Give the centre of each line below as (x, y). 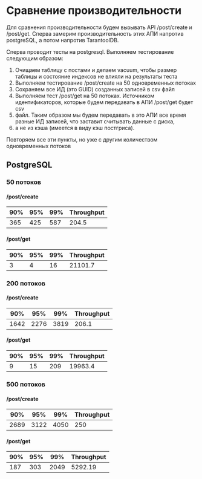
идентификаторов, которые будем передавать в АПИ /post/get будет (104, 102)
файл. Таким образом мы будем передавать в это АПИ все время (100, 115)
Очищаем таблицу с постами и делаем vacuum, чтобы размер (96, 70)
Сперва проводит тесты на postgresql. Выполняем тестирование (90, 51)
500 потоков (26, 384)
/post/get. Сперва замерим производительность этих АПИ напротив (95, 33)
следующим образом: (35, 58)
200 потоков (26, 283)
